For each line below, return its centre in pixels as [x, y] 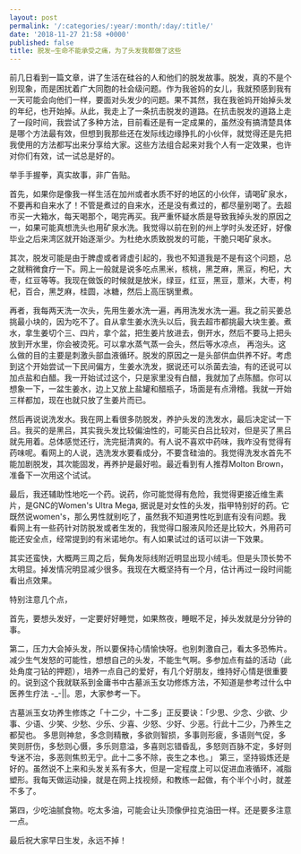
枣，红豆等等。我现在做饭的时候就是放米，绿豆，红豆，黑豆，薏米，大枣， [146, 280]
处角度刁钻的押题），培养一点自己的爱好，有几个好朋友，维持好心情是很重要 [149, 671]
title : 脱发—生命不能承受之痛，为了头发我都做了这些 [95, 51]
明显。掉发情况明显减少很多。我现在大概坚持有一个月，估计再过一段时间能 [154, 569]
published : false [42, 43]
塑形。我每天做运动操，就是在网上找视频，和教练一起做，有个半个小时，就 [146, 780]
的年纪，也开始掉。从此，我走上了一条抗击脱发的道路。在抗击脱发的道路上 [146, 111]
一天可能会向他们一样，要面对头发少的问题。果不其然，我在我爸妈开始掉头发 [150, 100]
